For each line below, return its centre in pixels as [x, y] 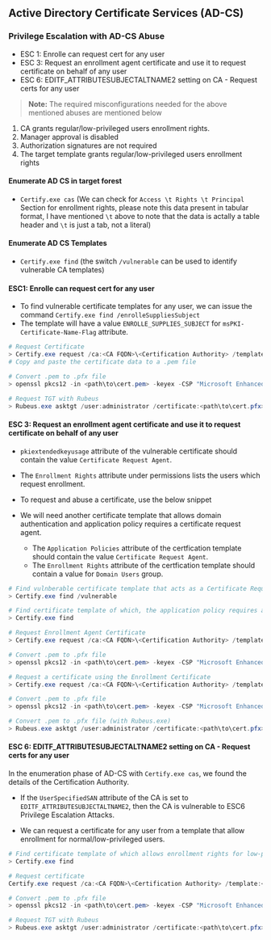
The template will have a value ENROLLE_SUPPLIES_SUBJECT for [121, 323]
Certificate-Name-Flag [58, 333]
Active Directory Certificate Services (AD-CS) [126, 13]
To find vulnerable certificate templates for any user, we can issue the [136, 306]
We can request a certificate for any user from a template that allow [132, 831]
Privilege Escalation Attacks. [67, 815]
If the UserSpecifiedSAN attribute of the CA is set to [104, 798]
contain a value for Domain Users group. [98, 574]
